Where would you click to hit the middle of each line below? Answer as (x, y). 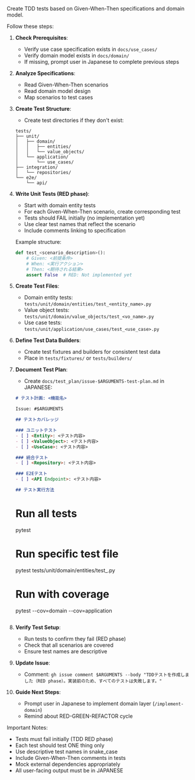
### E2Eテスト (31, 474)
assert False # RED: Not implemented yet (79, 275)
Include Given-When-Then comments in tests (70, 758)
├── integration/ (37, 167)
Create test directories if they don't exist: (74, 120)
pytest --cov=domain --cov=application (64, 610)
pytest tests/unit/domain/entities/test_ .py (65, 570)
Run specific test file (67, 554)
